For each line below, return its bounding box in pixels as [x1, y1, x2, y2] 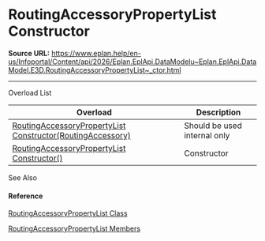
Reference [8, 191, 43, 201]
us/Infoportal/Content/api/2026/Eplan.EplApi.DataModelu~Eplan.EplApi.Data [8, 57, 257, 66]
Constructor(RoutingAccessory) [12, 130, 132, 141]
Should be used [184, 120, 242, 131]
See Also [8, 172, 38, 183]
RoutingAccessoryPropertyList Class [8, 209, 128, 218]
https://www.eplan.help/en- [50, 48, 142, 58]
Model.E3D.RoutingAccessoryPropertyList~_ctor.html [8, 65, 181, 74]
